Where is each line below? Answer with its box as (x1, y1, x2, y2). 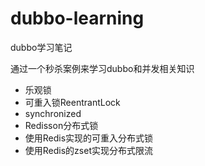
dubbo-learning (10, 7, 145, 30)
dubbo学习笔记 (10, 41, 73, 53)
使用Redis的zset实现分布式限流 (24, 144, 153, 156)
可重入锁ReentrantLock (24, 96, 121, 108)
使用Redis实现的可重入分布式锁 (24, 132, 154, 144)
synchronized (24, 107, 82, 119)
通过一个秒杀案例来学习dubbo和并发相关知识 (10, 62, 195, 74)
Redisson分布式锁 (24, 119, 99, 131)
